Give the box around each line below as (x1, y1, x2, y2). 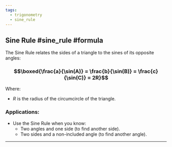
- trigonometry (10, 12, 42, 17)
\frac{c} (138, 68, 159, 75)
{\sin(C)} (63, 74, 87, 81)
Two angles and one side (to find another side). (20, 125, 120, 132)
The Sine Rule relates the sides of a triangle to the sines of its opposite (5, 50, 155, 56)
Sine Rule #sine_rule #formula (5, 36, 103, 45)
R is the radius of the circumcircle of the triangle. (12, 96, 116, 102)
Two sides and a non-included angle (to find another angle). (20, 131, 147, 137)
